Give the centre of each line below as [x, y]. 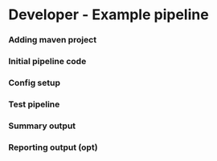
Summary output [42, 126]
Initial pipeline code [47, 62]
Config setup [35, 83]
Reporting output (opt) [53, 147]
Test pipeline [34, 104]
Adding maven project [53, 40]
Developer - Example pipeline [108, 15]
